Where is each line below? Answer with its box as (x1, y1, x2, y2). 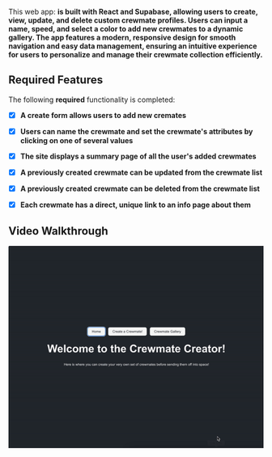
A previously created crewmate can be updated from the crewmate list (19, 167, 263, 177)
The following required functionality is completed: (8, 95, 176, 104)
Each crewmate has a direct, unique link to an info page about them (19, 200, 251, 209)
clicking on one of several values (19, 135, 134, 145)
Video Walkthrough (8, 224, 108, 238)
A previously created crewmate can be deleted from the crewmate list (19, 184, 261, 193)
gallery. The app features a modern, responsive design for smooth (8, 32, 236, 42)
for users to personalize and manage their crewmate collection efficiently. (8, 50, 263, 59)
